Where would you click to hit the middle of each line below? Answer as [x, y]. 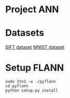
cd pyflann [17, 86]
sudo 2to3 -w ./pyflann [31, 82]
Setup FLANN [34, 68]
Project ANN [32, 9]
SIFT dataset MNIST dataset [35, 47]
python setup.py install [32, 91]
